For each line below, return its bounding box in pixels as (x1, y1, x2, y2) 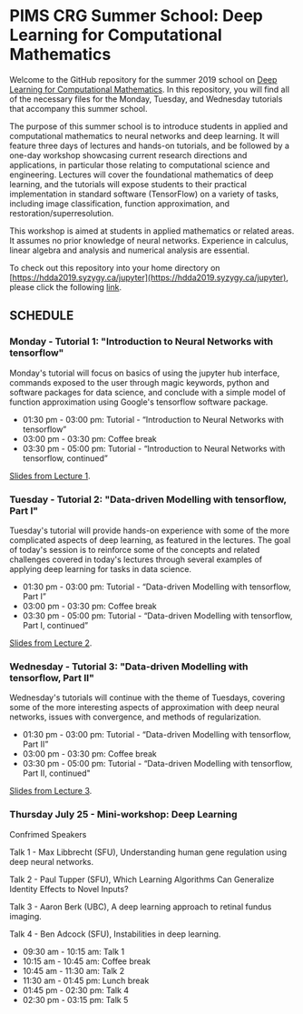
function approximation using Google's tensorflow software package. (9, 397, 269, 407)
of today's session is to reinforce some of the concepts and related (9, 544, 260, 555)
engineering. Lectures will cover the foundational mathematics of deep (9, 169, 274, 180)
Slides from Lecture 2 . (9, 638, 93, 648)
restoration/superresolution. (9, 207, 114, 218)
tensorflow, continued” (22, 452, 109, 464)
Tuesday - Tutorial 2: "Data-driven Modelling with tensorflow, (9, 493, 288, 506)
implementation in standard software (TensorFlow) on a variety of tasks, (9, 188, 279, 199)
